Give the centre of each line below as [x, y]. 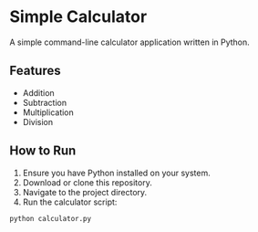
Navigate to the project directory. [85, 192]
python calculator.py [51, 218]
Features [35, 71]
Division [37, 121]
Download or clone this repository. [87, 182]
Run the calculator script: [70, 202]
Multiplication [48, 112]
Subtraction [44, 102]
